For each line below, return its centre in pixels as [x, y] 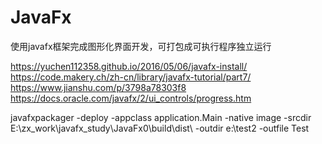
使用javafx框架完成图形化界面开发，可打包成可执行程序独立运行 [141, 46]
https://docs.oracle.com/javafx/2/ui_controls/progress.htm [131, 98]
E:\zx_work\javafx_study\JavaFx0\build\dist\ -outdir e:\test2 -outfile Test [160, 128]
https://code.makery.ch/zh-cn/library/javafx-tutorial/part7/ [131, 77]
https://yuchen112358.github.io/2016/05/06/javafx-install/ [129, 66]
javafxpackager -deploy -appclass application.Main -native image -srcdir [161, 117]
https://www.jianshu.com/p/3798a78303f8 [98, 87]
